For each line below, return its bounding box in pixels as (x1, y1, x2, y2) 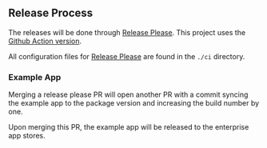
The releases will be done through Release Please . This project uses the (8, 27, 246, 37)
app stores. (8, 131, 46, 141)
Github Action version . (8, 36, 82, 46)
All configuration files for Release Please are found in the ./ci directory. (8, 51, 245, 61)
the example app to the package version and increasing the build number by (8, 98, 260, 108)
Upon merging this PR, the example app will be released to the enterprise (8, 122, 249, 132)
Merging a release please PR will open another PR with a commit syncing (8, 90, 249, 99)
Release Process (8, 6, 94, 20)
